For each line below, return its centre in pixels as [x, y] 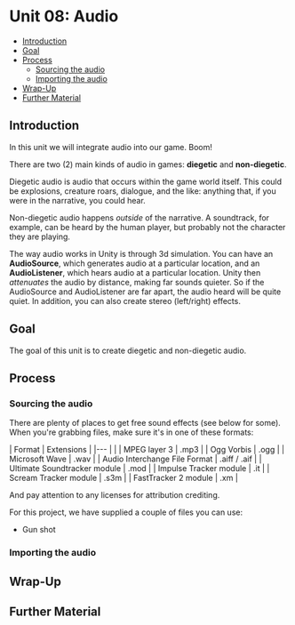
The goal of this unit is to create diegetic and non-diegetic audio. [128, 350]
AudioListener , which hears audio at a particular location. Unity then [135, 272]
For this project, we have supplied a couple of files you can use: [126, 512]
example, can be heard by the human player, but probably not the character [147, 227]
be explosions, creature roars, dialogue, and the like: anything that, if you [143, 191]
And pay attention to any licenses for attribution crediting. [115, 495]
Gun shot [39, 530]
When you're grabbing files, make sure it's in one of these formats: [132, 432]
